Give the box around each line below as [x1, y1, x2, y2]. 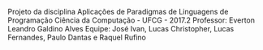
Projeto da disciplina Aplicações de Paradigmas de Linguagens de [7, 7, 229, 16]
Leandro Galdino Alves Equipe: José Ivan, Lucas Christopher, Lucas [7, 24, 235, 33]
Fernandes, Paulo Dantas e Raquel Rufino [7, 32, 147, 42]
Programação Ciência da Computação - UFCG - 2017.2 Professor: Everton [7, 15, 256, 25]
